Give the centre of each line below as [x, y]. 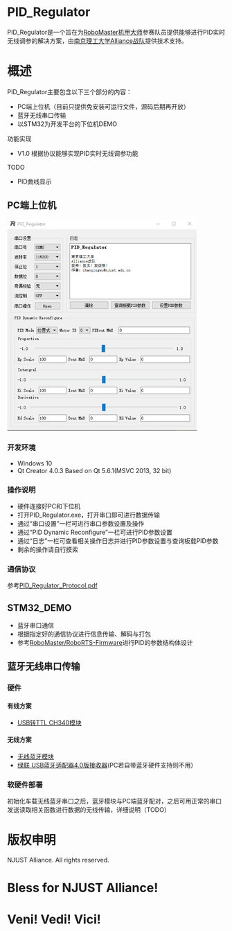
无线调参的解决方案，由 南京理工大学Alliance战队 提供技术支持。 [98, 41]
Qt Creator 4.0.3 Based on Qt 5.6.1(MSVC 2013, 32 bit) [94, 470]
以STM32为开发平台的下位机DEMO [67, 124]
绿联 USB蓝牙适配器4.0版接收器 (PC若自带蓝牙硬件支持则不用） [107, 765]
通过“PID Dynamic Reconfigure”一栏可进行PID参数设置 [95, 532]
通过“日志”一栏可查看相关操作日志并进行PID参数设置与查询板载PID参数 [118, 540]
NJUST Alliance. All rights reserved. [58, 860]
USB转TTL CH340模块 [49, 722]
